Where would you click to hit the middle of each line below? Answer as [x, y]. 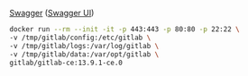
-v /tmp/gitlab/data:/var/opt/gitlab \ [84, 54]
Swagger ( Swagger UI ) [52, 13]
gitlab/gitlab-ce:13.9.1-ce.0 [66, 63]
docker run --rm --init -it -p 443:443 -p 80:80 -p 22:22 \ [125, 30]
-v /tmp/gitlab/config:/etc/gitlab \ [80, 38]
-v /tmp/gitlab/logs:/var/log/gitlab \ [84, 46]
